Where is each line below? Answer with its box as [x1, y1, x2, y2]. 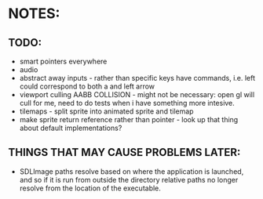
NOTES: [8, 5, 60, 23]
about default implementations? [19, 123, 122, 132]
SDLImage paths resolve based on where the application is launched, [19, 166, 244, 176]
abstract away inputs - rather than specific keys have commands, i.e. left [19, 74, 256, 82]
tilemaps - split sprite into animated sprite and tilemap [19, 107, 194, 116]
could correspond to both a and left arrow [19, 81, 155, 91]
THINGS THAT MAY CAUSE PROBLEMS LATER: [8, 146, 241, 159]
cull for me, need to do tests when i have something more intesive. [19, 99, 236, 107]
